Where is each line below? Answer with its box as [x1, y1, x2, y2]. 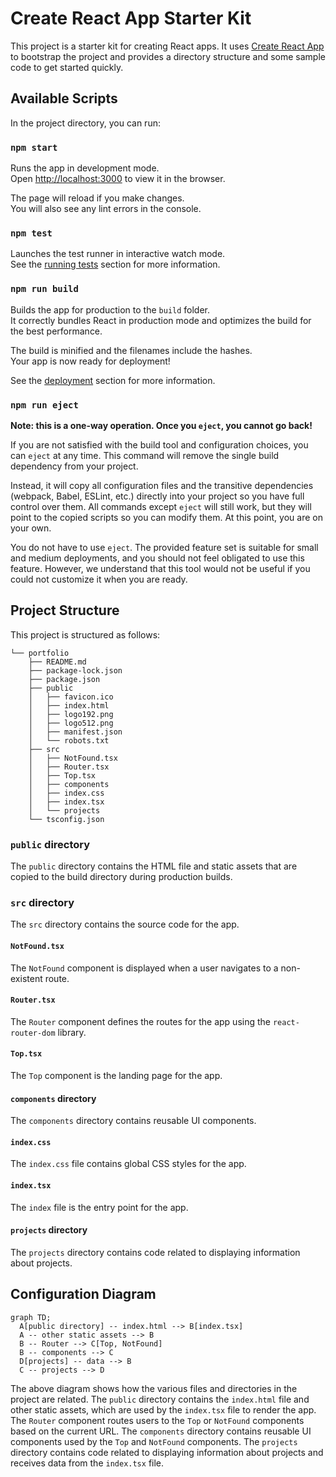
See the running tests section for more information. [10, 258, 221, 271]
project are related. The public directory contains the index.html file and [10, 1393, 310, 1405]
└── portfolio [10, 648, 70, 658]
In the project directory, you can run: [10, 117, 161, 129]
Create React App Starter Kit [10, 7, 252, 30]
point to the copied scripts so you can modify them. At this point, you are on [10, 511, 323, 523]
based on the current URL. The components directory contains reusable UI [10, 1425, 312, 1437]
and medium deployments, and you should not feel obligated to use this [10, 552, 305, 564]
